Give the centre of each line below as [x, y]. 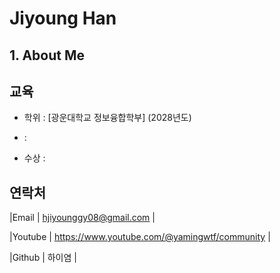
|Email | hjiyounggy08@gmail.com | [82, 218]
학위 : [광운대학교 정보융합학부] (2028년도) [107, 118]
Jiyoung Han [63, 18]
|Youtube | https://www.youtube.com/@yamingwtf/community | [140, 237]
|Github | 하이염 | [43, 258]
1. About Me [47, 55]
